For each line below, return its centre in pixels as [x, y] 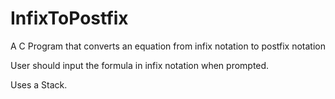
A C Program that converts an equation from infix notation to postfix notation [168, 46]
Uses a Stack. [39, 84]
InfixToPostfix [69, 18]
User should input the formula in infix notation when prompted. [140, 65]
